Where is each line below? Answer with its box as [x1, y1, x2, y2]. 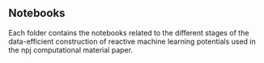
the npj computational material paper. [8, 44, 134, 55]
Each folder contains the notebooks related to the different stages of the [8, 27, 249, 37]
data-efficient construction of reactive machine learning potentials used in [8, 36, 257, 46]
